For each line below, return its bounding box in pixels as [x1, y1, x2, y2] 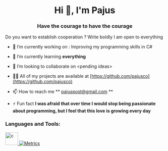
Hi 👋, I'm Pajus [54, 5, 116, 16]
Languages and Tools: [5, 121, 61, 128]
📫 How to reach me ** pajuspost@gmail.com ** [12, 88, 114, 95]
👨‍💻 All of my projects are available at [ [12, 73, 92, 79]
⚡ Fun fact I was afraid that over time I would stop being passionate [12, 100, 156, 107]
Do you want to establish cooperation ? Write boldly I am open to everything [5, 34, 163, 40]
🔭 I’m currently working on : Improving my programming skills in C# [12, 44, 153, 50]
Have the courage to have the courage [37, 23, 133, 30]
